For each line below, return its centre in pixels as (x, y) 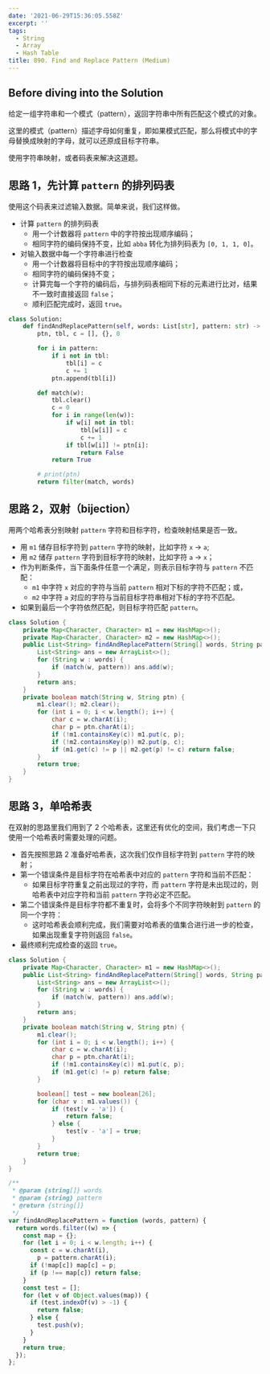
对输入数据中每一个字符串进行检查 (76, 253)
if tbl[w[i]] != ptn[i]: (107, 445)
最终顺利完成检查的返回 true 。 (71, 944)
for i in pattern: (68, 349)
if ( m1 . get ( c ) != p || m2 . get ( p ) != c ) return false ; (143, 749)
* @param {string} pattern (57, 1198)
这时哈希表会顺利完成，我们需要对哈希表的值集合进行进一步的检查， (145, 924)
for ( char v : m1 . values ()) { (88, 1102)
